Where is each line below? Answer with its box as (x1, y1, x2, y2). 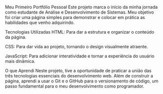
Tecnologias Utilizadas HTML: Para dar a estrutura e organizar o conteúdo (5, 29, 155, 35)
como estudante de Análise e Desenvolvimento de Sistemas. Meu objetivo (5, 9, 154, 15)
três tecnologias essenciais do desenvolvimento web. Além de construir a (5, 73, 153, 78)
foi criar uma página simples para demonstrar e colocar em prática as (5, 15, 145, 20)
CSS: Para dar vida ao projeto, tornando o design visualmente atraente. (5, 44, 148, 49)
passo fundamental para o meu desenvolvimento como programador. (5, 83, 144, 89)
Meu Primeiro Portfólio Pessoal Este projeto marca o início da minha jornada (5, 4, 158, 10)
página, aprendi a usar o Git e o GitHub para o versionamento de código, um (5, 78, 159, 84)
